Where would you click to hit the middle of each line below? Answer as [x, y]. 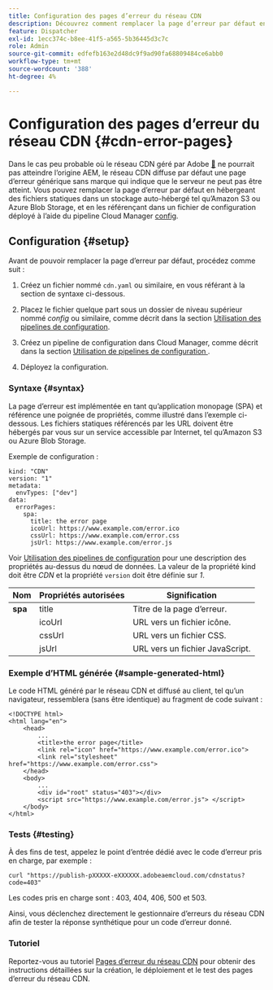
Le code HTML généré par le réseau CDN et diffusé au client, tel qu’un [126, 690]
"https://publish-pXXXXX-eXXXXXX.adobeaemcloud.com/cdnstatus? [136, 876]
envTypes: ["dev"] [47, 493]
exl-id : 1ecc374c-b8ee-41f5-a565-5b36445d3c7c [89, 39]
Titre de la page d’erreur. [180, 609]
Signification [192, 595]
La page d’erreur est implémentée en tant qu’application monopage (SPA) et [135, 406]
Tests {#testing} [41, 834]
